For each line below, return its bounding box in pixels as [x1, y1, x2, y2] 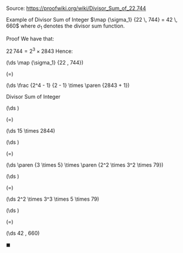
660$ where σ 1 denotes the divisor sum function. [6, 22, 125, 31]
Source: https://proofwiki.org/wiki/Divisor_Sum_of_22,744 [6, 5, 147, 12]
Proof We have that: [6, 35, 55, 42]
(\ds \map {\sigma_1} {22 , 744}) [6, 59, 84, 66]
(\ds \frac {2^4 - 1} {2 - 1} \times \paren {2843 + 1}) [6, 82, 130, 89]
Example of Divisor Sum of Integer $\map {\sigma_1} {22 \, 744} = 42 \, [6, 16, 178, 23]
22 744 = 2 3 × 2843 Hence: [6, 46, 74, 55]
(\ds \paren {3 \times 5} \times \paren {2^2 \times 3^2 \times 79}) [6, 161, 164, 168]
